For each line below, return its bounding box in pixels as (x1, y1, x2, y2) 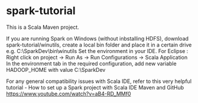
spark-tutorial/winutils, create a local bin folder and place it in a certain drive (6, 41, 192, 48)
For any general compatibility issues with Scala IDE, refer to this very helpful (6, 78, 192, 85)
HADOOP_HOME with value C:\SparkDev (6, 66, 106, 73)
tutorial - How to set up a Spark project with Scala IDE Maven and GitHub (6, 84, 184, 91)
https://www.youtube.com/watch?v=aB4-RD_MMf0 (6, 90, 131, 97)
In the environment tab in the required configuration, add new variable (6, 60, 177, 67)
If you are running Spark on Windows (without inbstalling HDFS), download (6, 35, 189, 42)
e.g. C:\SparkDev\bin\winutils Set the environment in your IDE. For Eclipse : (6, 47, 189, 54)
